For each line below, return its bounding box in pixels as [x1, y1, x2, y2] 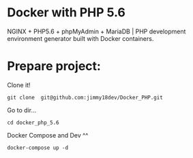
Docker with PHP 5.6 [7, 5, 126, 20]
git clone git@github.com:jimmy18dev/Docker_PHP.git [7, 94, 164, 101]
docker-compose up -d [7, 144, 69, 151]
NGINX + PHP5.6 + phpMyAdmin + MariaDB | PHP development [7, 27, 186, 35]
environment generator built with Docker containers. [7, 34, 154, 42]
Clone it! [7, 80, 31, 89]
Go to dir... [7, 106, 37, 114]
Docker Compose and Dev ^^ [7, 131, 89, 139]
